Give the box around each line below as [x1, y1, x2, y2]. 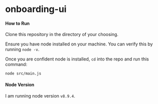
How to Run [5, 20, 30, 26]
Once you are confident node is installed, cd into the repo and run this [5, 56, 149, 62]
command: [5, 61, 28, 67]
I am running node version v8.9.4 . [5, 92, 75, 98]
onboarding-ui [5, 3, 67, 15]
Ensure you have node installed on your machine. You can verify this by [5, 41, 153, 47]
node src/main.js [5, 71, 42, 76]
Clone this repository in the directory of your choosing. [5, 31, 119, 37]
